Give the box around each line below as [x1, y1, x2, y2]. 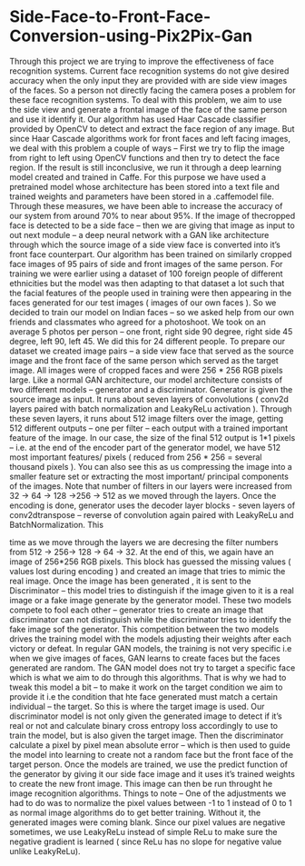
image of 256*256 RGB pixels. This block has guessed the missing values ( [9, 556, 291, 567]
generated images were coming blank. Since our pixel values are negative [9, 816, 286, 828]
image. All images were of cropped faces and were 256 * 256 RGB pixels [9, 364, 283, 375]
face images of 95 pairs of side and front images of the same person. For [9, 258, 283, 269]
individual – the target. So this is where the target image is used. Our [9, 701, 265, 712]
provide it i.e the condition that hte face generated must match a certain [9, 691, 279, 702]
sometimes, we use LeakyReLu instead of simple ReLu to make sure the [9, 826, 278, 837]
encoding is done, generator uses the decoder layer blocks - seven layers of [9, 500, 296, 511]
